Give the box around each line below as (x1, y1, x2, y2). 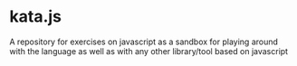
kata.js (9, 6, 62, 27)
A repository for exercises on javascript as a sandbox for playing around (9, 36, 279, 47)
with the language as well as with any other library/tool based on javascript (9, 45, 288, 56)
